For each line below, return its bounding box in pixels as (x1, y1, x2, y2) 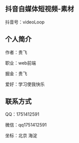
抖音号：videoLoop (5, 19, 45, 25)
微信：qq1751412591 (5, 122, 47, 128)
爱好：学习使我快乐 (5, 81, 45, 87)
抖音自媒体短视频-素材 (5, 4, 74, 13)
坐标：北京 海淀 (5, 132, 37, 138)
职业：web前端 (5, 59, 36, 66)
